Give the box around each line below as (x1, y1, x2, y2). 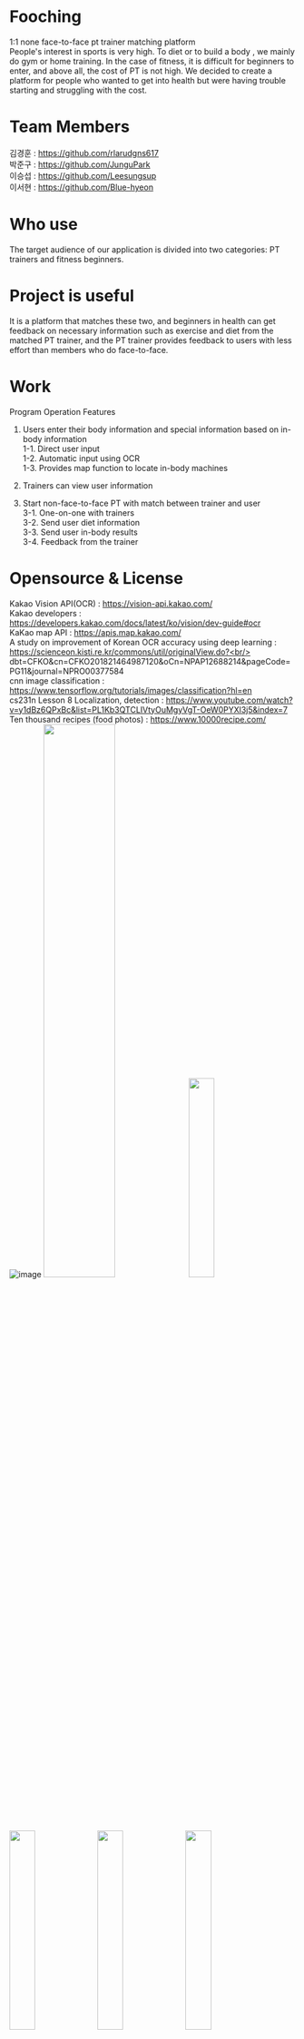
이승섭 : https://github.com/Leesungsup (9, 170, 157, 181)
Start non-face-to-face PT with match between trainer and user (22, 497, 261, 508)
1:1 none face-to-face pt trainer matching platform (9, 36, 196, 47)
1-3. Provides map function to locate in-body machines (22, 462, 229, 473)
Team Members (9, 116, 130, 137)
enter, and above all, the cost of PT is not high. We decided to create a (9, 65, 272, 76)
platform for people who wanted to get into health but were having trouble (9, 74, 286, 85)
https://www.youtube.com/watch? (165, 694, 293, 705)
